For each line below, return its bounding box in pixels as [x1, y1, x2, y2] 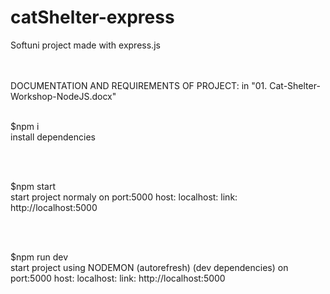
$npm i [10, 120, 40, 132]
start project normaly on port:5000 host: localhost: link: [10, 191, 238, 203]
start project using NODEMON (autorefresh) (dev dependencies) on [10, 261, 289, 273]
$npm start [10, 180, 56, 192]
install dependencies [10, 131, 96, 143]
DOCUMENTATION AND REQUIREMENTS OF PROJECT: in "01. [10, 79, 268, 91]
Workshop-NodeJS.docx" [10, 90, 117, 102]
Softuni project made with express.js [10, 39, 161, 51]
